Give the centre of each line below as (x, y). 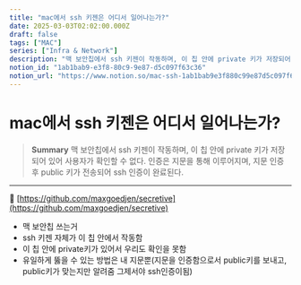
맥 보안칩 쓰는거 (50, 226)
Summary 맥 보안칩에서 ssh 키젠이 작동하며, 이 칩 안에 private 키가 (150, 150)
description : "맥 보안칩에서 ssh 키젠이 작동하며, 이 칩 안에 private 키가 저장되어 (150, 59)
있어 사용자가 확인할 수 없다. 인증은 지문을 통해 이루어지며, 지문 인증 (166, 160)
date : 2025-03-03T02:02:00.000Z (69, 26)
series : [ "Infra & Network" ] (64, 51)
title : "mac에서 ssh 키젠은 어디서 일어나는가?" (90, 17)
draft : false (34, 34)
